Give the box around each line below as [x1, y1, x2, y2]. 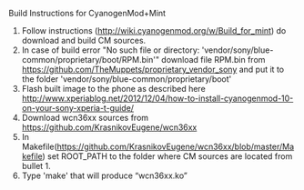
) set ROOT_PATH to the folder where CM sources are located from [42, 151, 293, 162]
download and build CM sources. [21, 35, 147, 45]
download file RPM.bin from [161, 55, 266, 65]
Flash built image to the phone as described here [21, 84, 206, 94]
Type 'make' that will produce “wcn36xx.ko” [21, 170, 187, 181]
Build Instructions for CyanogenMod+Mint [8, 8, 166, 18]
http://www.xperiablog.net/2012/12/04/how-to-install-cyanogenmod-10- [21, 93, 294, 104]
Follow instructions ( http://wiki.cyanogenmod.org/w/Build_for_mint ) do [21, 25, 287, 35]
